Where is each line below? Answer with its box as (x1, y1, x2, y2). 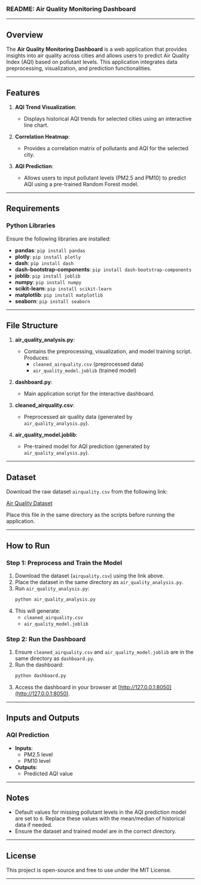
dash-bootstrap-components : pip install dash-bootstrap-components (14, 266, 192, 273)
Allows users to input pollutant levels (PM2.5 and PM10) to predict (23, 174, 187, 181)
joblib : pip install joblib (14, 272, 81, 279)
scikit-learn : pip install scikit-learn (14, 285, 112, 292)
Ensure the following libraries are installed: (6, 235, 111, 242)
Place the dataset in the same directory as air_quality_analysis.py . (14, 578, 184, 585)
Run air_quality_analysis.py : (14, 585, 90, 592)
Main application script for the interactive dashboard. (23, 390, 155, 397)
